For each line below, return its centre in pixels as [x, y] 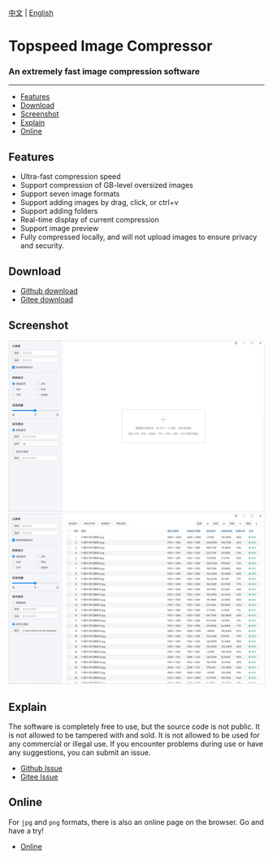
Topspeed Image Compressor [110, 46]
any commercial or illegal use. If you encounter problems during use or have [136, 744]
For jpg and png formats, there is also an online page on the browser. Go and [136, 822]
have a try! [26, 831]
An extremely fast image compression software [104, 72]
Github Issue [41, 769]
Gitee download [47, 299]
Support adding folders [59, 211]
